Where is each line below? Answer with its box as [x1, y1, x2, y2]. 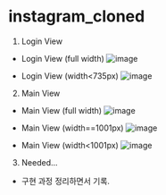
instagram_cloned [8, 6, 145, 27]
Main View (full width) [21, 105, 103, 115]
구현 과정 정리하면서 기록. [21, 175, 111, 186]
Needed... [21, 157, 59, 167]
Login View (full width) [21, 53, 104, 64]
